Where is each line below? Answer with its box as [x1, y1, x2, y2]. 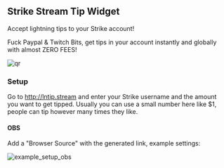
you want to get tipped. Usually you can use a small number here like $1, [7, 100, 217, 108]
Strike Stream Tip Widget [7, 6, 120, 18]
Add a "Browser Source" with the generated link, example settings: [7, 139, 201, 148]
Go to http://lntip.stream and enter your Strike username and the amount [7, 93, 217, 101]
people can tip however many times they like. [7, 108, 138, 116]
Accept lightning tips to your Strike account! [7, 24, 135, 32]
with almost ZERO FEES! [7, 45, 77, 53]
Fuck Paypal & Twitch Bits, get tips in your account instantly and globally [7, 38, 217, 46]
